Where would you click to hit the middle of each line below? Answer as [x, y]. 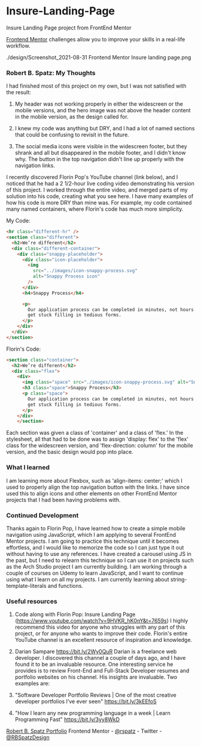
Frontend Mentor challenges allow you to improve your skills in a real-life [96, 39]
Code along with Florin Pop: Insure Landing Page [75, 614]
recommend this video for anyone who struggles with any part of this [100, 627]
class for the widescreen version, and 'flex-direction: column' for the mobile [100, 446]
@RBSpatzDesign [28, 737]
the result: [19, 92]
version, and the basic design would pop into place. [70, 452]
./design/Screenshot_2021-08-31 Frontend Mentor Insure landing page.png [99, 57]
